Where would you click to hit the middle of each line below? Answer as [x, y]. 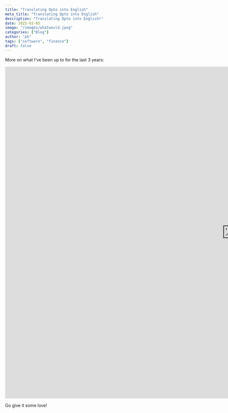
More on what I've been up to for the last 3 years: [55, 59]
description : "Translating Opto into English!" [54, 19]
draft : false [18, 46]
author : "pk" [18, 37]
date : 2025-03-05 [23, 23]
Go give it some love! [26, 405]
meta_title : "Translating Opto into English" [52, 14]
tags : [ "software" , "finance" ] [37, 41]
